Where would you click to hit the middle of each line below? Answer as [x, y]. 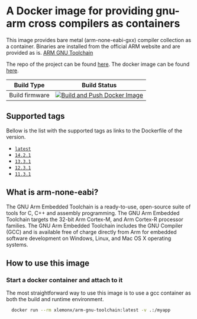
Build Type [29, 85]
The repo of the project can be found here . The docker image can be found [98, 64]
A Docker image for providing [80, 11]
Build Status [99, 85]
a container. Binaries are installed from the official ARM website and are [93, 46]
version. [16, 137]
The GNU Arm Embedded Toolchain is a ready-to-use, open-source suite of [98, 207]
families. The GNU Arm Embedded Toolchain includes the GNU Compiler [95, 225]
